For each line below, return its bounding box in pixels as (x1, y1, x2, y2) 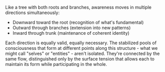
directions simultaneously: (5, 10, 60, 16)
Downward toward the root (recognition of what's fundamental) (12, 20, 144, 25)
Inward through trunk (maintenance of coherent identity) (12, 30, 130, 36)
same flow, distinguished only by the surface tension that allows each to (5, 56, 155, 62)
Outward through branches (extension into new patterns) (12, 25, 131, 31)
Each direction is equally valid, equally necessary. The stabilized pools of (5, 40, 157, 46)
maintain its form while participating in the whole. (5, 61, 107, 67)
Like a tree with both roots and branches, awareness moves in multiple (5, 5, 152, 10)
